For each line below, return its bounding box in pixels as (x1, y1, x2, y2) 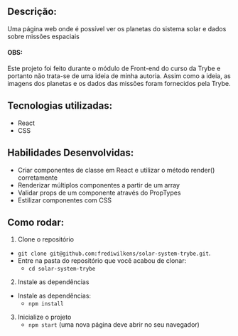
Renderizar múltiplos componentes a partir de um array (17, 180, 180, 189)
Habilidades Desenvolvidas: (7, 147, 134, 159)
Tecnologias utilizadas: (7, 99, 112, 112)
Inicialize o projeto (17, 313, 72, 322)
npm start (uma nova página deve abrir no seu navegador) (28, 320, 200, 329)
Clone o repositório (17, 235, 75, 244)
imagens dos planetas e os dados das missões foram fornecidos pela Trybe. (7, 80, 231, 88)
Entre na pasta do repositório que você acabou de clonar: (17, 256, 187, 265)
